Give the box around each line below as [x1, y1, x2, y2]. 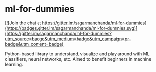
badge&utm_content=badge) [5, 41, 64, 47]
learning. [5, 61, 23, 67]
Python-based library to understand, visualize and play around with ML [5, 51, 150, 57]
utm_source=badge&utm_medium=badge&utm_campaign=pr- [5, 36, 131, 42]
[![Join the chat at [5, 20, 41, 26]
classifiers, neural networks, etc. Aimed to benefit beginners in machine [5, 56, 152, 62]
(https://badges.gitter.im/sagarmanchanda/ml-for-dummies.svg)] [5, 25, 138, 31]
